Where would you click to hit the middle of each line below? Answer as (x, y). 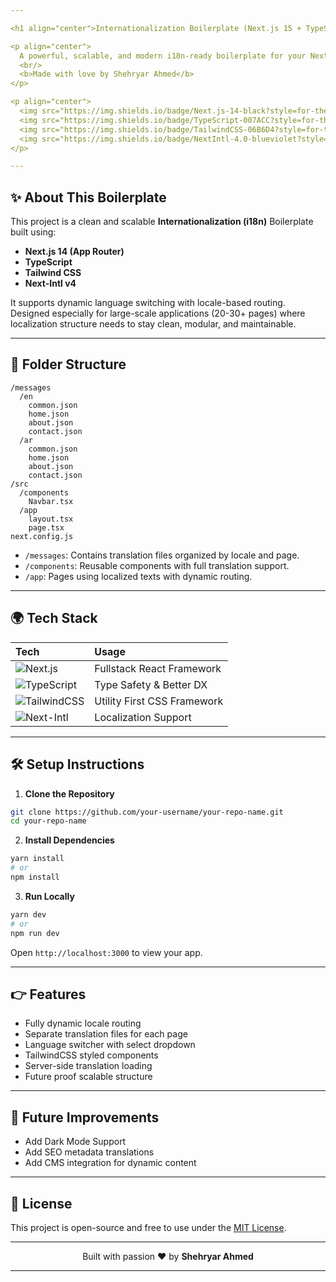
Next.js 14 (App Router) (74, 252)
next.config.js (42, 536)
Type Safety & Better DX (151, 684)
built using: (33, 232)
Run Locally (49, 896)
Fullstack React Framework (158, 668)
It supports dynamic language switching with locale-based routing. (148, 303)
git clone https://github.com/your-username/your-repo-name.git (147, 812)
